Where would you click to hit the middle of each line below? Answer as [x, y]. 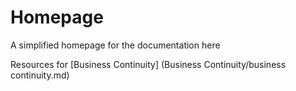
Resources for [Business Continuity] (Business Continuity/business [148, 64]
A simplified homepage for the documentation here [115, 45]
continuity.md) [40, 75]
